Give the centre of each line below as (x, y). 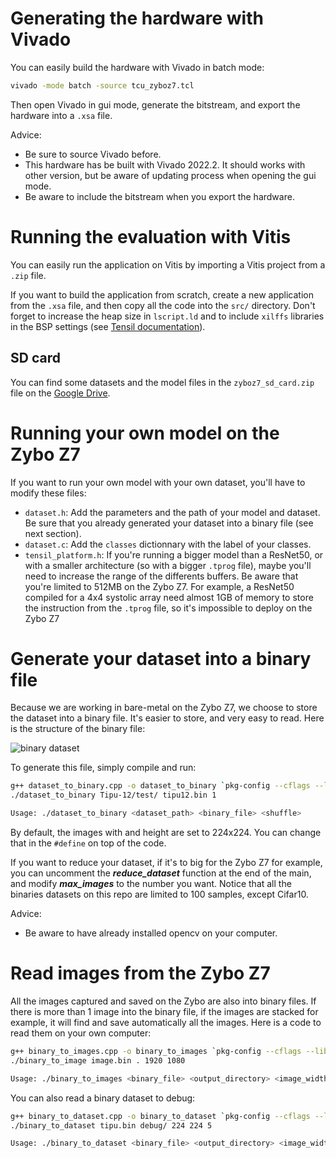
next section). (53, 533)
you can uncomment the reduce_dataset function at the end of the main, (161, 873)
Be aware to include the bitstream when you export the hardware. (159, 196)
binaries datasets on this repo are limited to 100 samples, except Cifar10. (159, 894)
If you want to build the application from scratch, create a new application (162, 294)
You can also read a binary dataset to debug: (103, 1098)
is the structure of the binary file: (78, 729)
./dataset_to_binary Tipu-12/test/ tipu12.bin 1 (113, 795)
